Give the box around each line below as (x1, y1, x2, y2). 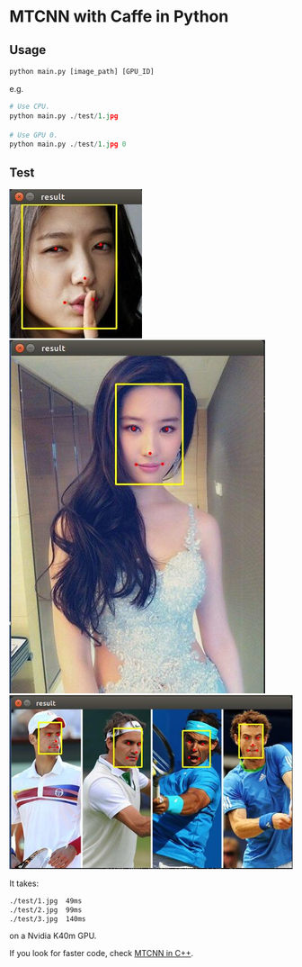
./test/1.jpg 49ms (9, 896, 83, 906)
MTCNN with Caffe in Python (9, 6, 229, 27)
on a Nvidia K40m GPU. (9, 930, 97, 941)
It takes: (9, 878, 39, 889)
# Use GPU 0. (9, 131, 58, 140)
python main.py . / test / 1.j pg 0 (9, 140, 127, 149)
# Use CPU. (9, 102, 50, 111)
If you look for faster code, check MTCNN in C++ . (9, 947, 194, 958)
